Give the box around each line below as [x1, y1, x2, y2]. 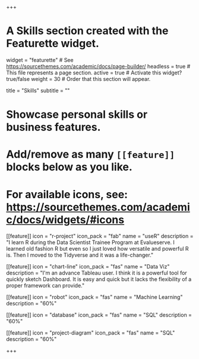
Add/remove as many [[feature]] [6, 148, 175, 161]
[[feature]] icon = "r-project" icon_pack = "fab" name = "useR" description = [6, 233, 194, 240]
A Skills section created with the [6, 24, 169, 38]
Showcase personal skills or [6, 108, 148, 121]
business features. [6, 120, 101, 134]
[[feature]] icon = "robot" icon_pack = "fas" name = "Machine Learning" [6, 294, 183, 301]
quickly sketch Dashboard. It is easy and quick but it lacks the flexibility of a [6, 276, 192, 283]
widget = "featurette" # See [6, 56, 74, 63]
